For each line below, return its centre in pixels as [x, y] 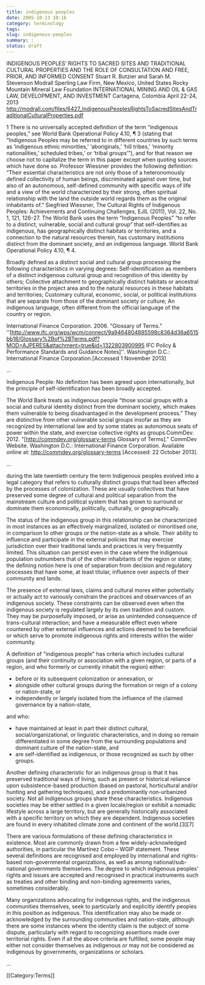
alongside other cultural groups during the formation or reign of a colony [106, 685]
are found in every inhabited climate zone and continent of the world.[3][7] [100, 824]
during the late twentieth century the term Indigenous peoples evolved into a [103, 475]
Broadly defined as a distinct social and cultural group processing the [94, 262]
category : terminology [35, 23]
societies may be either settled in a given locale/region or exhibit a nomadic [101, 805]
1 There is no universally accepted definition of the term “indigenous [92, 127]
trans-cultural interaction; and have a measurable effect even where [92, 622]
